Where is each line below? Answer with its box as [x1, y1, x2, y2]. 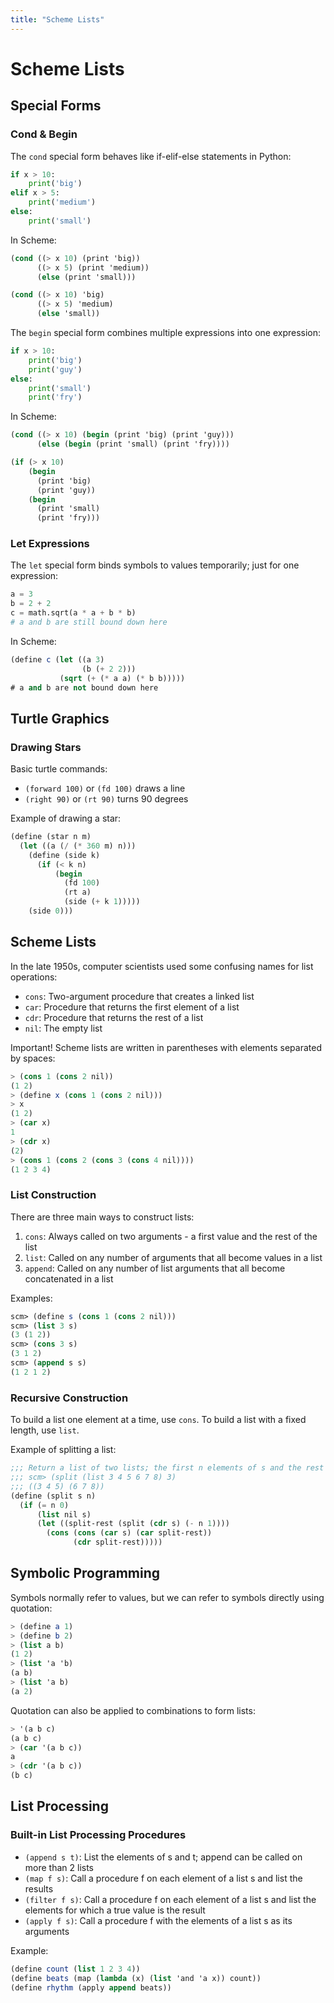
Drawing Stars [10, 740, 82, 754]
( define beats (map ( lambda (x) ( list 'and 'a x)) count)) [10, 1973, 262, 1983]
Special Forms [10, 97, 102, 115]
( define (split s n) [10, 1491, 97, 1501]
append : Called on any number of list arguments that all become [24, 1262, 286, 1274]
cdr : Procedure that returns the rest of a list [24, 1011, 204, 1023]
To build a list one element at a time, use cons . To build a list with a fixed [10, 1414, 307, 1426]
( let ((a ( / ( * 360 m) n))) [19, 841, 137, 851]
